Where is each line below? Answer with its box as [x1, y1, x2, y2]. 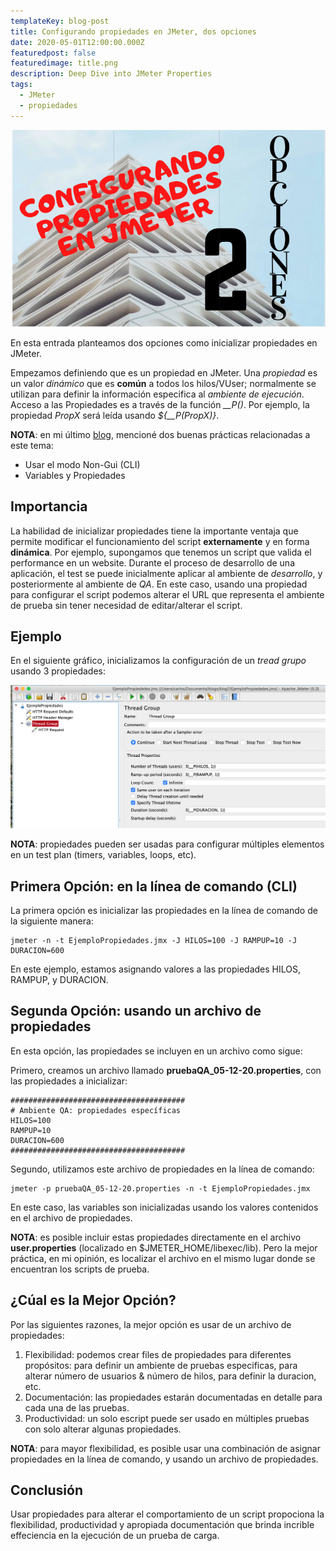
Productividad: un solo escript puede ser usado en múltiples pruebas [24, 1412, 310, 1424]
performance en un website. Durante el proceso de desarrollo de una [10, 556, 296, 569]
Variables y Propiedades [24, 469, 126, 481]
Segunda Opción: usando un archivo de [10, 1003, 262, 1020]
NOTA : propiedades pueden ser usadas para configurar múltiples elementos [10, 838, 325, 850]
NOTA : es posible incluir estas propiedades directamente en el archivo [10, 1231, 302, 1243]
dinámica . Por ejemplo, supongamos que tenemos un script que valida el [10, 546, 312, 558]
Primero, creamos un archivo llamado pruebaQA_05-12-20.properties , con [10, 1064, 322, 1076]
